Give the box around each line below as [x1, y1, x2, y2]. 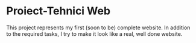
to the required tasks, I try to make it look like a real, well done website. [6, 30, 183, 37]
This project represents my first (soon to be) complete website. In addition [6, 24, 191, 31]
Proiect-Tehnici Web [6, 4, 110, 18]
